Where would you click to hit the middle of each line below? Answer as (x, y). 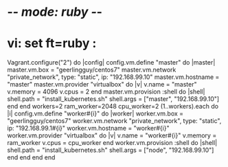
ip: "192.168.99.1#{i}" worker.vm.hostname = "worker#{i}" (88, 129)
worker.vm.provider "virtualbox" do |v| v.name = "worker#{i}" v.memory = (112, 135)
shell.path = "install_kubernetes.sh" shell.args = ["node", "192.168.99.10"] (111, 150)
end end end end (31, 157)
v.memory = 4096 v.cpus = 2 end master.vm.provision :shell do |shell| (106, 92)
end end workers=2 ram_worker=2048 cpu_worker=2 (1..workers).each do (113, 107)
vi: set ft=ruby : (52, 44)
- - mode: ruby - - (55, 12)
